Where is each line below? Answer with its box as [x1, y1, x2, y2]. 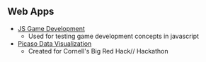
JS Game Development [17, 24, 85, 32]
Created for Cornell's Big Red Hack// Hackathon [28, 46, 168, 55]
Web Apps [7, 6, 55, 18]
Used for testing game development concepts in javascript [28, 32, 200, 40]
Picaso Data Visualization [17, 39, 92, 48]
